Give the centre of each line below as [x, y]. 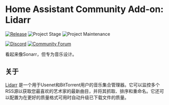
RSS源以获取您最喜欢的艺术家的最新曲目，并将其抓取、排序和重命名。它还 [82, 91]
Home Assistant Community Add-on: [84, 9]
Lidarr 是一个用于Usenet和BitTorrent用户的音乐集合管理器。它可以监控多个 [82, 85]
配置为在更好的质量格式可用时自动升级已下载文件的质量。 [69, 97]
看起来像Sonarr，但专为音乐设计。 [41, 54]
